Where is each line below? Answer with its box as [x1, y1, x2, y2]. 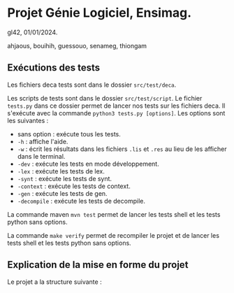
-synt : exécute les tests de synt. [17, 174, 112, 183]
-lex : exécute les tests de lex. [17, 166, 105, 176]
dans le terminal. [17, 152, 66, 160]
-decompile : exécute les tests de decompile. [17, 196, 145, 205]
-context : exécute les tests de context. [17, 182, 131, 190]
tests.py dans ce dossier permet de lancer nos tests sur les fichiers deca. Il [7, 101, 226, 110]
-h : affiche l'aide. [17, 137, 68, 145]
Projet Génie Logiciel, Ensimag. [7, 5, 192, 21]
